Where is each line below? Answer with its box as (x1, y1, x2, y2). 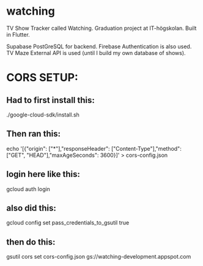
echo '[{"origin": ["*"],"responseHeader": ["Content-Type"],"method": (6, 145, 182, 152)
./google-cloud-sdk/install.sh (6, 111, 79, 118)
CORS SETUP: (6, 71, 78, 85)
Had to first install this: (6, 95, 95, 105)
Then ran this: (6, 129, 61, 139)
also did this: (6, 203, 56, 213)
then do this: (6, 237, 56, 247)
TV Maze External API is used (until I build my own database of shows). (6, 49, 186, 56)
